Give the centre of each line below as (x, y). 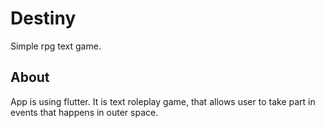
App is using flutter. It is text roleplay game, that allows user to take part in (163, 101)
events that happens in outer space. (84, 112)
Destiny (43, 18)
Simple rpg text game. (56, 46)
